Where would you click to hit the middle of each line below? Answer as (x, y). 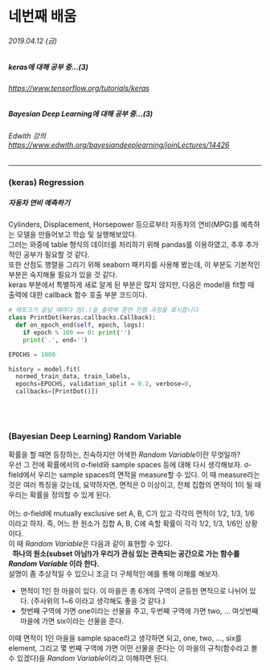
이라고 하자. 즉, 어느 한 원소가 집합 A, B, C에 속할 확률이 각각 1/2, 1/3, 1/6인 (126, 524)
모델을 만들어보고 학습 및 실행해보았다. (77, 235)
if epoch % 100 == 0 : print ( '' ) (77, 332)
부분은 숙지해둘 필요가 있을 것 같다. (63, 275)
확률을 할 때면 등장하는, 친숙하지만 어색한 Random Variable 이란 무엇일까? (125, 454)
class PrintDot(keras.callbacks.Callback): (82, 318)
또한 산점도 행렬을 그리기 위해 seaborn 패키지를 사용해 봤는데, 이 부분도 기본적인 (134, 265)
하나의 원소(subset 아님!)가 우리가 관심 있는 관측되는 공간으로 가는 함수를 (126, 554)
